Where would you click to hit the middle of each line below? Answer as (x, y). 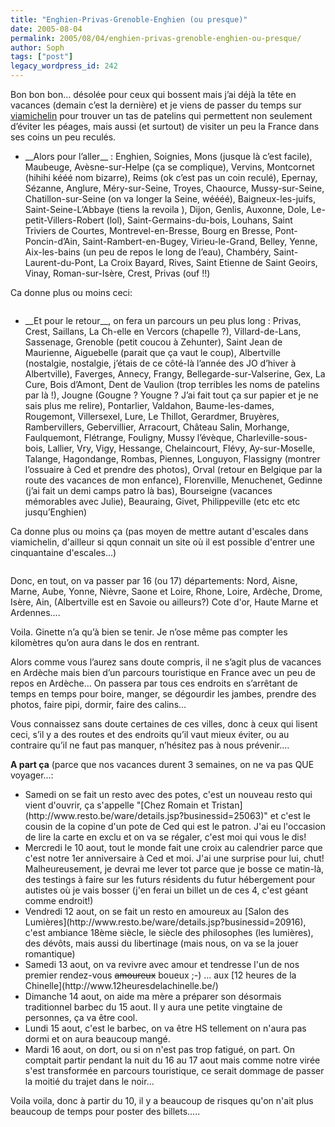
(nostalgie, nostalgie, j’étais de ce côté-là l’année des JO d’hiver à (160, 363)
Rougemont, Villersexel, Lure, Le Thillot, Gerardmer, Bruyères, (152, 416)
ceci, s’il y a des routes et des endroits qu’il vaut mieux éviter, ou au (150, 734)
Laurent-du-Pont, (60, 262)
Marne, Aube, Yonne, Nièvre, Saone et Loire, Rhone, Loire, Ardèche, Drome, (166, 591)
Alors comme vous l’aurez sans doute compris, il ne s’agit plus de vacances (166, 662)
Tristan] (227, 805)
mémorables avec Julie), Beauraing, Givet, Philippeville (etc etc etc (162, 501)
